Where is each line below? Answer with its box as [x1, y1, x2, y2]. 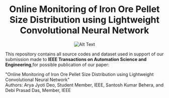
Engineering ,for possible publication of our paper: [5, 61, 110, 67]
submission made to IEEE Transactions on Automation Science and [5, 56, 147, 62]
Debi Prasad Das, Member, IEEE [5, 87, 71, 93]
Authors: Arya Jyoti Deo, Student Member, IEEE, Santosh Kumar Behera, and [5, 81, 164, 88]
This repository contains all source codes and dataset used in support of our [5, 51, 164, 57]
